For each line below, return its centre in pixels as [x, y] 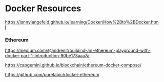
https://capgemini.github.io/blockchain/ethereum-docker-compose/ [73, 65]
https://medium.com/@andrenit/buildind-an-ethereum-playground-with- [78, 51]
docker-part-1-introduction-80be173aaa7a [47, 56]
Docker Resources [43, 9]
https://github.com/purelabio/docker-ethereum [52, 75]
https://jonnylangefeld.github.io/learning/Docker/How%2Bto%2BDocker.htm [82, 22]
